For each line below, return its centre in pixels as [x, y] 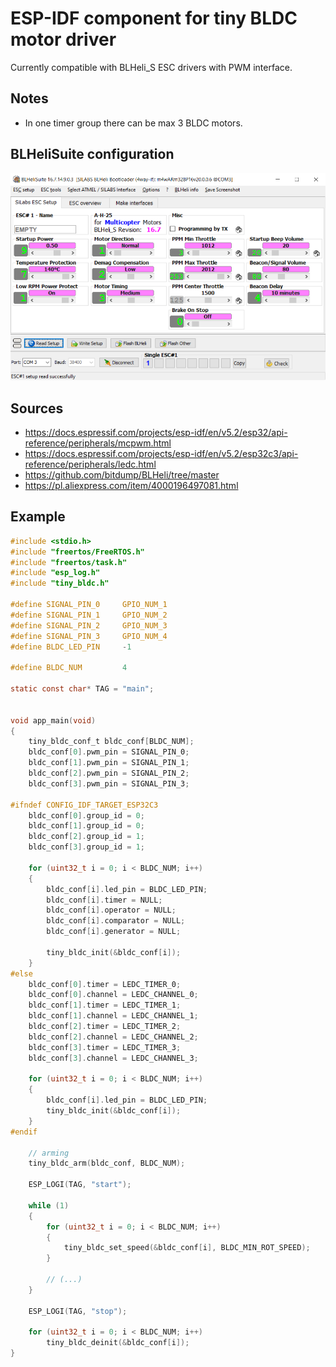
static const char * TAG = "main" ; [82, 689]
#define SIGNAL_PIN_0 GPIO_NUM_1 [89, 605]
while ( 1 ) [49, 1205]
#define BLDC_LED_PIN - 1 [71, 647]
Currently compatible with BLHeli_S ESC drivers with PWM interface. [151, 67]
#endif [24, 1132]
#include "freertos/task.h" [69, 562]
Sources [37, 408]
